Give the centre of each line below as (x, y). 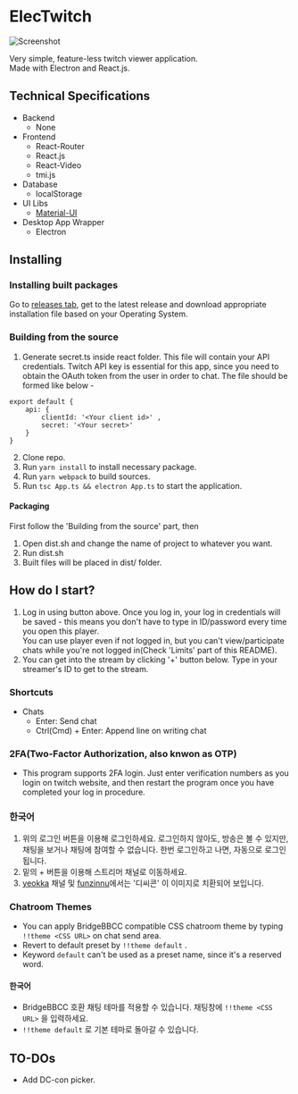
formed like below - (58, 385)
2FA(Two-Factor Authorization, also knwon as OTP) (123, 753)
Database (40, 184)
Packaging (29, 506)
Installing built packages (64, 285)
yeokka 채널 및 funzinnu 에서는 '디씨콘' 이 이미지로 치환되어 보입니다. (143, 883)
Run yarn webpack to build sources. (86, 476)
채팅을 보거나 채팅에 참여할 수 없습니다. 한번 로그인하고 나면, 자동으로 (142, 849)
